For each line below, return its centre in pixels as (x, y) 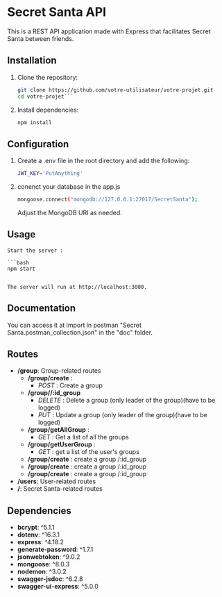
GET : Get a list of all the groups (84, 437)
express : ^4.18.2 (41, 542)
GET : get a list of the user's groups (89, 452)
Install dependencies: (48, 110)
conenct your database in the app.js (69, 187)
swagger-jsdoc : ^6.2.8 (50, 579)
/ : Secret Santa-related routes (60, 489)
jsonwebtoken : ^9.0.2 (49, 557)
